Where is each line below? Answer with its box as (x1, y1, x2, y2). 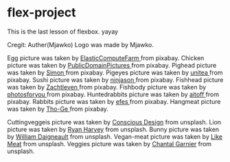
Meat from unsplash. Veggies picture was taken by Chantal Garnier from (7, 139, 211, 148)
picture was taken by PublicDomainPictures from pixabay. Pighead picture (7, 61, 217, 69)
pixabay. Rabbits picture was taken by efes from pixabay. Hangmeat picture (7, 97, 221, 105)
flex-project (7, 5, 77, 21)
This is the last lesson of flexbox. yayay (7, 27, 119, 36)
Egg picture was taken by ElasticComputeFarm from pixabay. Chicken (7, 53, 205, 62)
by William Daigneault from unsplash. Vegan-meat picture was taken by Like (7, 132, 223, 141)
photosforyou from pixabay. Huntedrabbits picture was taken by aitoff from (7, 90, 220, 98)
